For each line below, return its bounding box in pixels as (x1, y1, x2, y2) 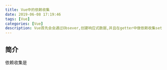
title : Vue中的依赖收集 (5, 7, 50, 12)
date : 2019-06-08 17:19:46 (5, 12, 61, 17)
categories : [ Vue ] (5, 21, 43, 26)
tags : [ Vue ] (5, 16, 30, 21)
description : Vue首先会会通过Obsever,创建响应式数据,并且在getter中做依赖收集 (5, 26, 156, 31)
